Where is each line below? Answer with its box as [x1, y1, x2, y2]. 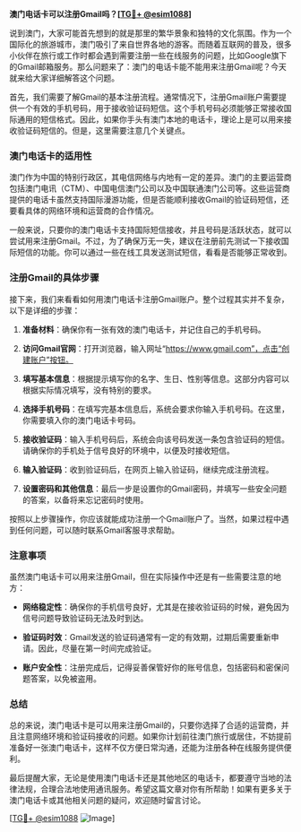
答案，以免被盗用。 [30, 672, 101, 684]
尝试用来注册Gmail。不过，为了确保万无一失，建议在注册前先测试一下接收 [9, 236, 282, 247]
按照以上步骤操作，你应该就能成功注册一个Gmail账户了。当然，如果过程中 [9, 513, 282, 524]
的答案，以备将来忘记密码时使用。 [21, 494, 149, 505]
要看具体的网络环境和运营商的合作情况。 [9, 205, 159, 216]
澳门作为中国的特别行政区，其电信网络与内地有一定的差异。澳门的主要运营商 [9, 172, 292, 183]
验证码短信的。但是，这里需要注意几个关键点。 [16, 126, 190, 135]
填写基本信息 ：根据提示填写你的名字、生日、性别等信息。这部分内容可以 [21, 373, 289, 384]
